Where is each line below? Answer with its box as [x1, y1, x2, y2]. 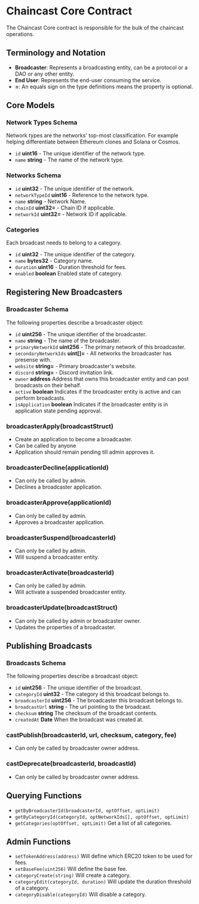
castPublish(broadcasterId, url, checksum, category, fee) [6, 731, 177, 740]
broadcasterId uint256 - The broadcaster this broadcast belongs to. [14, 697, 183, 704]
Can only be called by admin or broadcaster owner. [14, 617, 142, 624]
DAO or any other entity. [14, 70, 75, 77]
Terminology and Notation [6, 48, 106, 58]
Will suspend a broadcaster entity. [14, 553, 100, 561]
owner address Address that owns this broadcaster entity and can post [14, 375, 189, 382]
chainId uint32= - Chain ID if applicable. [14, 204, 115, 211]
